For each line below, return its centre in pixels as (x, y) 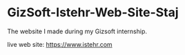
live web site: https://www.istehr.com (60, 44)
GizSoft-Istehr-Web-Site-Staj (93, 13)
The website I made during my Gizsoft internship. (77, 31)
